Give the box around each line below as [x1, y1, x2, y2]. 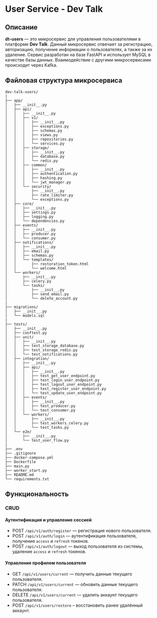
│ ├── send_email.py [5, 292, 69, 296]
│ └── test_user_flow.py [5, 438, 69, 443]
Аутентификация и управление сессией [5, 517, 92, 523]
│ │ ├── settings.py [5, 210, 56, 215]
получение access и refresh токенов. [12, 538, 89, 544]
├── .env [5, 446, 23, 451]
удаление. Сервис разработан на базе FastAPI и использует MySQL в [5, 52, 151, 58]
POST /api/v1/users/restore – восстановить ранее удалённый [12, 602, 143, 608]
